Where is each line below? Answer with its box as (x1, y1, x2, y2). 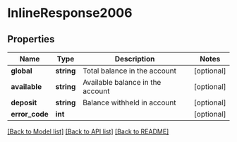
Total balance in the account (82, 66, 176, 76)
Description (114, 54, 155, 64)
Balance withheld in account (82, 97, 176, 107)
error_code (11, 110, 49, 119)
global (11, 66, 33, 76)
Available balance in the (82, 78, 162, 87)
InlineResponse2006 (7, 5, 133, 21)
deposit (11, 97, 37, 107)
